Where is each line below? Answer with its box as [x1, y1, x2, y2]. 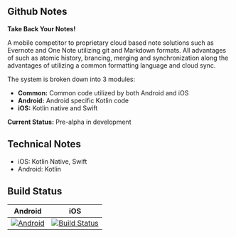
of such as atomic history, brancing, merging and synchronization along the [7, 53, 229, 62]
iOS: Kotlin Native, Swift [17, 157, 87, 166]
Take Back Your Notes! [7, 24, 76, 33]
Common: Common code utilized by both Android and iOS [17, 88, 189, 97]
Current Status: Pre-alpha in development [7, 117, 132, 126]
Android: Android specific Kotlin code [17, 96, 129, 105]
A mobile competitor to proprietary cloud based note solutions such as [7, 38, 215, 47]
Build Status [7, 185, 63, 198]
